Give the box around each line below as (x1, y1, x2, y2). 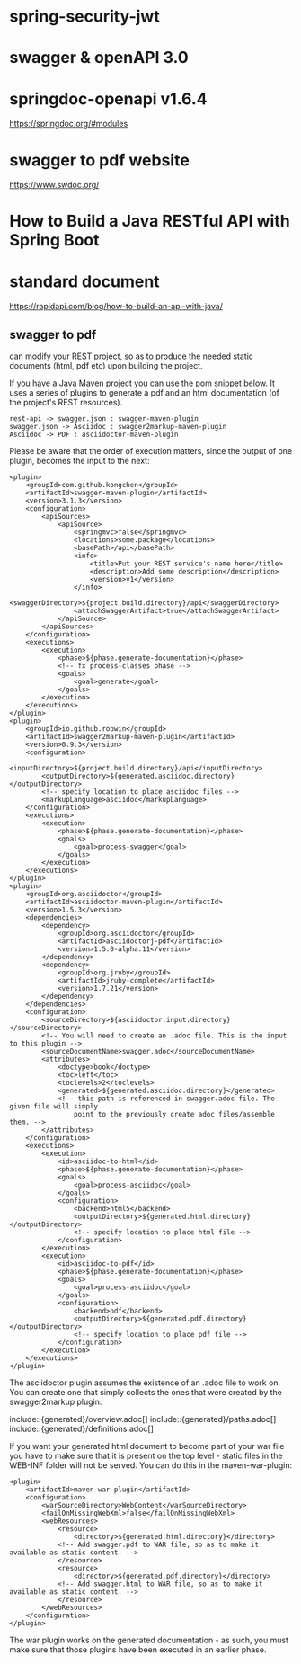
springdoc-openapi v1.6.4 (9, 88, 208, 109)
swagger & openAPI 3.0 (9, 48, 189, 68)
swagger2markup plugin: (9, 1396, 102, 1408)
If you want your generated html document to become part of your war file (9, 1441, 285, 1452)
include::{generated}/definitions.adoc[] (9, 1423, 155, 1435)
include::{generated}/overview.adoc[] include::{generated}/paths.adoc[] (9, 1414, 277, 1425)
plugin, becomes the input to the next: (9, 456, 150, 467)
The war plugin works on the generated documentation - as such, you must (9, 1634, 289, 1646)
